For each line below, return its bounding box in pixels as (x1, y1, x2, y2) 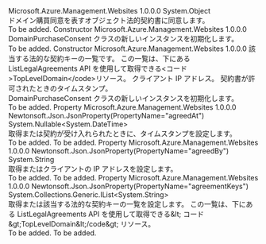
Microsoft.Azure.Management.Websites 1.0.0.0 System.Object (8, 6, 211, 15)
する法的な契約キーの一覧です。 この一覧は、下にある (14, 54, 191, 63)
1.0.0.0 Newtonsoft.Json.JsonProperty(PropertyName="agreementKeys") (8, 181, 249, 191)
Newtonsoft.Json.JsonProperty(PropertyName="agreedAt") (8, 111, 205, 120)
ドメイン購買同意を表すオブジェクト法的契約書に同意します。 (8, 16, 210, 25)
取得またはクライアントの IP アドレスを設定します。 (8, 165, 178, 173)
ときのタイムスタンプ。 (35, 83, 113, 93)
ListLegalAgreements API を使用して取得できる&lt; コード (17, 209, 205, 219)
